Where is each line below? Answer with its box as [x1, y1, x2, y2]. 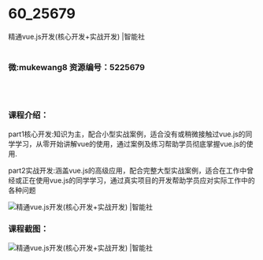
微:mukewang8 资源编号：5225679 [8, 61, 146, 72]
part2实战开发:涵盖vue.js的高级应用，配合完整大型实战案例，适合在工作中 [8, 165, 247, 175]
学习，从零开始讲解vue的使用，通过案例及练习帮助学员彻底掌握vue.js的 [14, 139, 246, 148]
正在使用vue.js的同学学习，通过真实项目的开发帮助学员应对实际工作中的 [21, 175, 256, 185]
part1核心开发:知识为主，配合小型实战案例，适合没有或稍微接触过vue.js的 [8, 129, 246, 139]
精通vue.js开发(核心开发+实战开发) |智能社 [8, 32, 146, 41]
